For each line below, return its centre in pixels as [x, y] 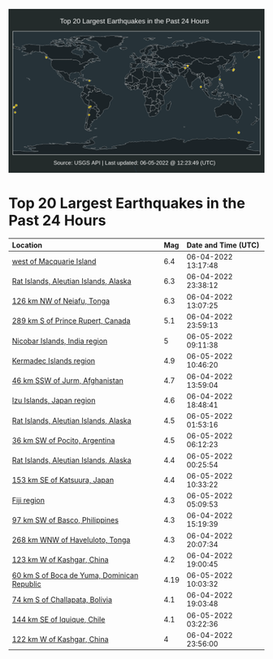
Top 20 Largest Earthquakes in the [127, 203]
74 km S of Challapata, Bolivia [62, 599]
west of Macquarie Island [54, 261]
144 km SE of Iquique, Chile [58, 620]
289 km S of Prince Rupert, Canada [71, 321]
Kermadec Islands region [54, 360]
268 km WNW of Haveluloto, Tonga [71, 540]
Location [27, 245]
